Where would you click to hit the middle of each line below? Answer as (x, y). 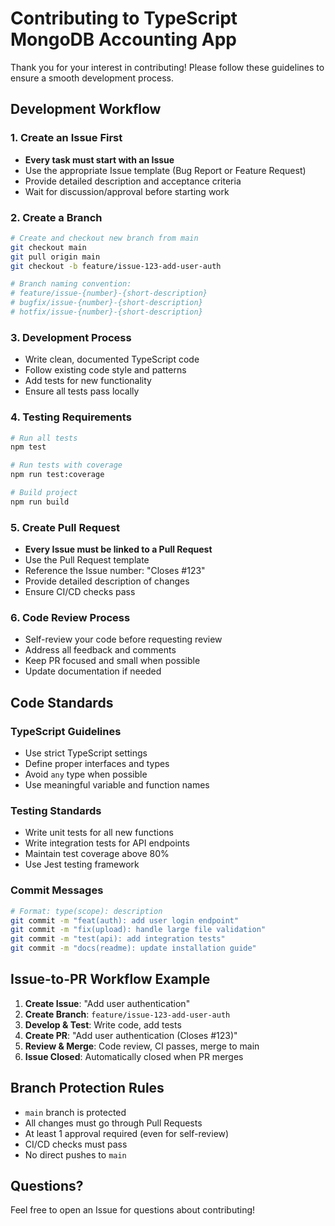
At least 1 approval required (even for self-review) (127, 1133)
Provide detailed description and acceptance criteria (133, 181)
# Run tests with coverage (66, 465)
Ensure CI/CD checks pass (80, 592)
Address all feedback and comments (100, 650)
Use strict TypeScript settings (86, 753)
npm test (28, 447)
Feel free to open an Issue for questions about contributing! (133, 1210)
